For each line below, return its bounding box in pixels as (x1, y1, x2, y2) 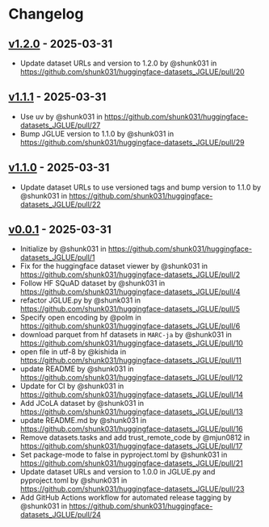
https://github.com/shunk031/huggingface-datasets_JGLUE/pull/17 (19, 441, 243, 451)
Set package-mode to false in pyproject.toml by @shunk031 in (19, 450, 228, 460)
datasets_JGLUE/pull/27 (19, 120, 101, 130)
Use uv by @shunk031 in (19, 111, 103, 121)
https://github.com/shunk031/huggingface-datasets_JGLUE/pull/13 (19, 407, 244, 416)
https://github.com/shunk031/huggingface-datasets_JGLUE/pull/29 (19, 137, 245, 147)
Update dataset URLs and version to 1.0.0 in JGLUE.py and (19, 467, 216, 477)
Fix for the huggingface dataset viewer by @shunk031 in (19, 261, 208, 271)
